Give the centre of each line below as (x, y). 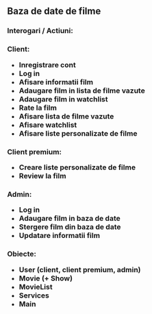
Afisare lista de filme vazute (66, 116)
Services (34, 295)
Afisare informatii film (56, 82)
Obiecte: (22, 254)
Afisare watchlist (48, 125)
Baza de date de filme (54, 11)
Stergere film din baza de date (70, 227)
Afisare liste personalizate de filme (78, 133)
